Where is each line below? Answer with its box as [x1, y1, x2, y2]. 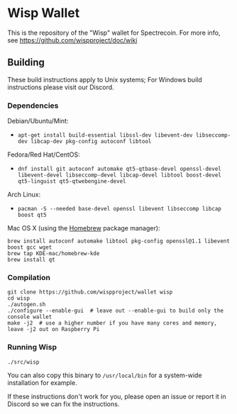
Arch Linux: [7, 190, 41, 199]
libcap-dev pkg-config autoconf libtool [31, 138, 152, 145]
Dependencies [7, 101, 59, 111]
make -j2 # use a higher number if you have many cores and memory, [7, 320, 218, 327]
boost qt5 [17, 211, 48, 219]
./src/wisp [7, 358, 40, 366]
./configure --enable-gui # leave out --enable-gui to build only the [7, 307, 224, 315]
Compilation [7, 272, 51, 282]
